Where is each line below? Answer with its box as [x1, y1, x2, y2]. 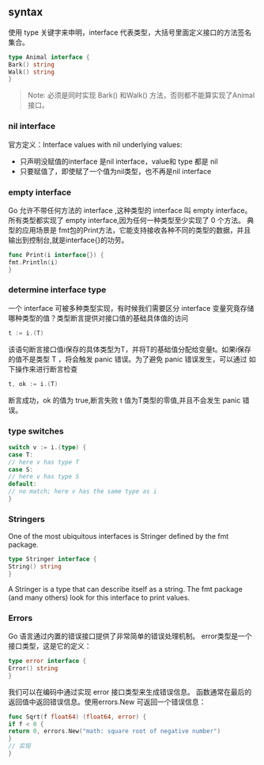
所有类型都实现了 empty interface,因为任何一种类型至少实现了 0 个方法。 [8, 215, 246, 225]
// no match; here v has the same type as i [8, 487, 157, 496]
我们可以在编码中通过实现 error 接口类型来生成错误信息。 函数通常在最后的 [8, 687, 252, 696]
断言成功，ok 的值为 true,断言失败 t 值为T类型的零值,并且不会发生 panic [8, 395, 241, 405]
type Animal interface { [8, 53, 90, 61]
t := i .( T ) [8, 329, 44, 337]
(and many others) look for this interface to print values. [8, 593, 190, 602]
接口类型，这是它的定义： [8, 642, 92, 651]
